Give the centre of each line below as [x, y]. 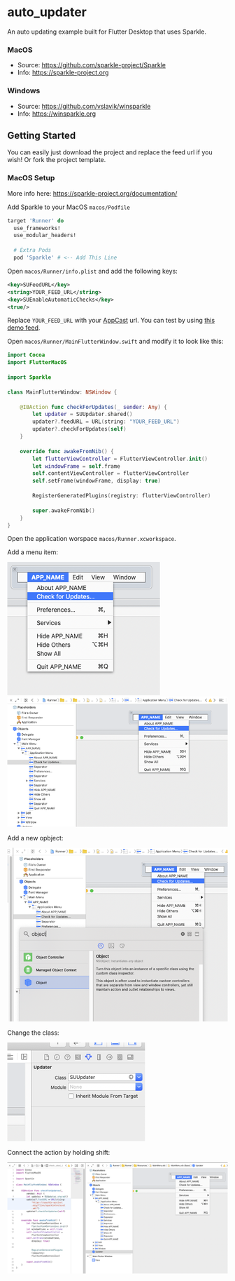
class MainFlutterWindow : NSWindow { [62, 392]
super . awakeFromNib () [64, 510]
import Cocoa [26, 355]
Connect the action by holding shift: [59, 1152]
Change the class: [33, 1033]
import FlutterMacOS [37, 363]
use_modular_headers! [45, 236]
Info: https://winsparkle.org [57, 114]
